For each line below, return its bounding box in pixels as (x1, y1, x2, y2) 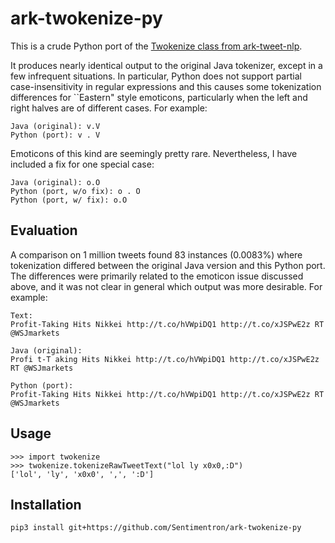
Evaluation (10, 222, 78, 239)
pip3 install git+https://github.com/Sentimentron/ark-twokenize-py (10, 523, 302, 533)
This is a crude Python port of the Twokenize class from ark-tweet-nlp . (10, 40, 303, 52)
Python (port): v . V (10, 130, 101, 140)
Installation (10, 496, 82, 513)
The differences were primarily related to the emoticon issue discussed (10, 270, 304, 282)
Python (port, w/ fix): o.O (10, 195, 128, 205)
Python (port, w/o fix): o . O (10, 186, 141, 196)
